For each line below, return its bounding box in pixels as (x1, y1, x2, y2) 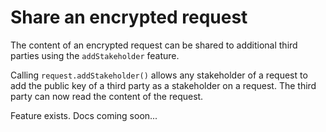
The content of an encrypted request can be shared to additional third (10, 39, 298, 51)
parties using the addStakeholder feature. (10, 49, 180, 61)
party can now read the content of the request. (10, 90, 204, 102)
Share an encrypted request (10, 6, 248, 29)
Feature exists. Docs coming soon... (10, 109, 158, 121)
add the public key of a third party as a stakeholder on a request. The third (10, 79, 317, 91)
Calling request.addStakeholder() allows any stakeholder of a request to (10, 69, 308, 81)
